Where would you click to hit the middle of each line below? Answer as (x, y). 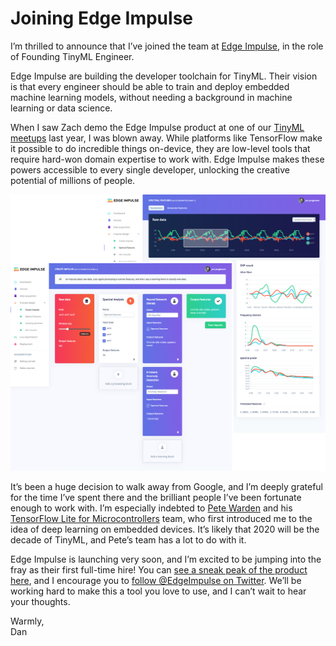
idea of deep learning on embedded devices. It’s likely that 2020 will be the (165, 529)
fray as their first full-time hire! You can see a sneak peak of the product (159, 570)
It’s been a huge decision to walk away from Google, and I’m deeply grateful (167, 487)
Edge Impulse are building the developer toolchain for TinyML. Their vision (164, 76)
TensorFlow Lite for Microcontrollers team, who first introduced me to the (161, 519)
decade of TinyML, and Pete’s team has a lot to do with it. (128, 540)
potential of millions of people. (73, 180)
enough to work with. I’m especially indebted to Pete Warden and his (151, 508)
